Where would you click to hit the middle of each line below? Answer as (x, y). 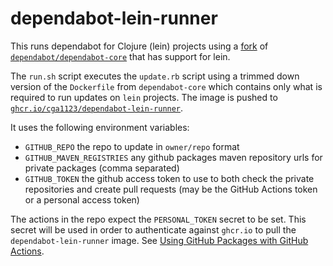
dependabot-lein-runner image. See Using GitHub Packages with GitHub (159, 240)
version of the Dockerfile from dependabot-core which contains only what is (166, 86)
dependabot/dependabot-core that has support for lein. (120, 56)
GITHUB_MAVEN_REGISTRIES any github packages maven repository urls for (173, 157)
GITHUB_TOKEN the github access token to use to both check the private (169, 178)
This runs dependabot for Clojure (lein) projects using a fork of (139, 46)
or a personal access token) (82, 199)
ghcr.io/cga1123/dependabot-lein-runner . (97, 108)
